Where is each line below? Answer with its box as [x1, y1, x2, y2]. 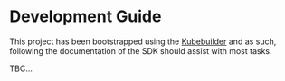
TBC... [9, 63, 33, 74]
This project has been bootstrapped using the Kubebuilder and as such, [9, 36, 277, 47]
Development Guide [9, 6, 162, 27]
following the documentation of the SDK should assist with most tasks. [9, 45, 273, 56]
